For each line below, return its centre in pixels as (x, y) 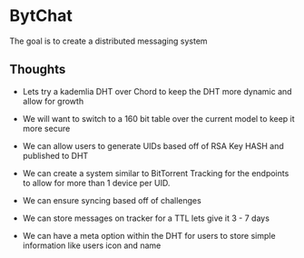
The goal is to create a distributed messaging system (108, 41)
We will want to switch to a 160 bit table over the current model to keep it (158, 118)
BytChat (41, 16)
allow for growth (53, 101)
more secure (46, 128)
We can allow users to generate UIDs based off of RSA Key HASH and (153, 145)
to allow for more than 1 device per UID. (96, 183)
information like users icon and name (92, 245)
